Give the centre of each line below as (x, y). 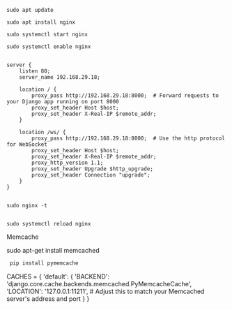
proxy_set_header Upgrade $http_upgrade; (93, 169)
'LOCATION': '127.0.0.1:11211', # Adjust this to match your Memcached (106, 291)
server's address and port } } (48, 298)
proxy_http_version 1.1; (68, 163)
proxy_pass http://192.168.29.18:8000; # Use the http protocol (129, 138)
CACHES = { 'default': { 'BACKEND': (58, 276)
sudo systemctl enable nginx (49, 47)
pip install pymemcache (44, 263)
